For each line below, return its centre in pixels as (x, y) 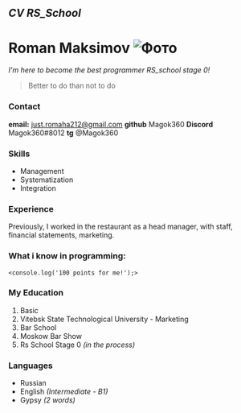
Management (42, 171)
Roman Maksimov (69, 48)
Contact (25, 106)
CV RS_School (45, 13)
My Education (36, 293)
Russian (33, 383)
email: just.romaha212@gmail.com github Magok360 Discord (111, 124)
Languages (31, 366)
